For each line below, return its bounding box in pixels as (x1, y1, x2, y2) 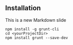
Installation (5, 4, 41, 12)
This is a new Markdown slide (5, 17, 66, 23)
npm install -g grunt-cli (5, 27, 59, 32)
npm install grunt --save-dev (5, 35, 68, 40)
